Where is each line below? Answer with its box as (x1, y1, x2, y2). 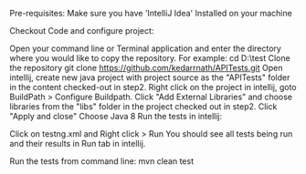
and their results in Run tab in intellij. (9, 138, 146, 148)
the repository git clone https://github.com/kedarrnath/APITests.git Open (9, 63, 283, 73)
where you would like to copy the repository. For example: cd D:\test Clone (9, 53, 290, 63)
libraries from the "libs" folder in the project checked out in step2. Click (9, 101, 278, 112)
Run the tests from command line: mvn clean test (9, 156, 195, 167)
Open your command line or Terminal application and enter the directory (9, 43, 281, 54)
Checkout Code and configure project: (9, 26, 154, 36)
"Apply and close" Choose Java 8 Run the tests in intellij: (9, 111, 223, 121)
